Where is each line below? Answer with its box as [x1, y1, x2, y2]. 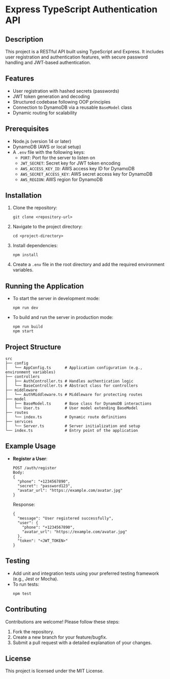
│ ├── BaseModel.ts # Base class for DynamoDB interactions [5, 401, 152, 406]
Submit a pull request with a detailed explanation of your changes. [12, 640, 152, 646]
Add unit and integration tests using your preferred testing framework [12, 570, 159, 576]
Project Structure [5, 343, 61, 351]
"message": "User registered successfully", [17, 515, 114, 521]
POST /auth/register [12, 465, 57, 470]
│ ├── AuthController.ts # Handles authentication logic [5, 378, 134, 384]
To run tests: [12, 581, 39, 587]
